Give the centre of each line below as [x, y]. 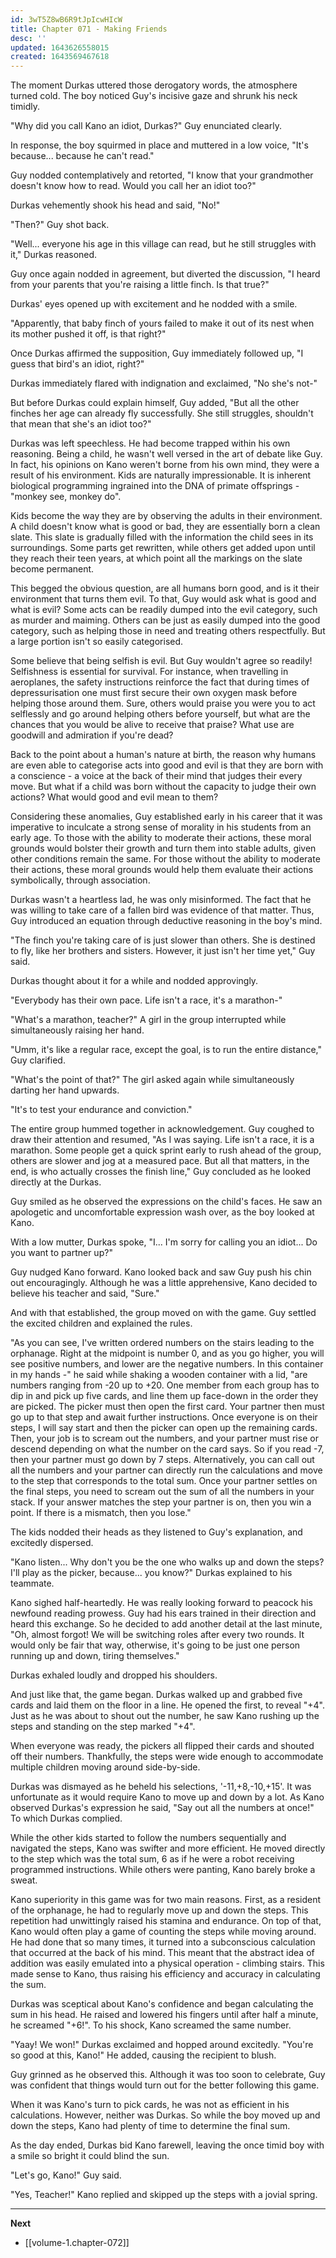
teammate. [32, 1583]
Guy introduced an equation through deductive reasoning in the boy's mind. [166, 921]
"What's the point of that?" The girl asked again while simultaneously [152, 1080]
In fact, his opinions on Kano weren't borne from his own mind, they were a [165, 465]
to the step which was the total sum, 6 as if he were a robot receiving [152, 1859]
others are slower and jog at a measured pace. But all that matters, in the [160, 1161]
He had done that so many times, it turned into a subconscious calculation [163, 1942]
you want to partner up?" [61, 1253]
